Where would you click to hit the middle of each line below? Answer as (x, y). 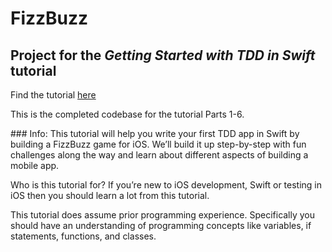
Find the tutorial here (53, 95)
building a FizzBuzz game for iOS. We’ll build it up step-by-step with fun (158, 144)
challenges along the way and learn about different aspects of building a (159, 155)
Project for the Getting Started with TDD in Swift (163, 55)
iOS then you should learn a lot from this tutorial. (110, 195)
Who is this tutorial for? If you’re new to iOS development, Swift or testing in (166, 185)
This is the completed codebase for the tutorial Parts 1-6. (127, 114)
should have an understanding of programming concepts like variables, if (161, 225)
